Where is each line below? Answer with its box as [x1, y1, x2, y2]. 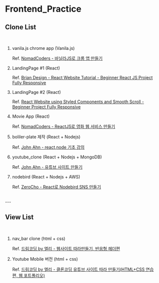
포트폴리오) [23, 272, 45, 278]
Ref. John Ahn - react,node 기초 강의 [12, 144, 85, 150]
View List [5, 213, 34, 221]
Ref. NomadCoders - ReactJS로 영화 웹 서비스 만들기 [12, 124, 116, 129]
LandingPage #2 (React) [12, 89, 61, 95]
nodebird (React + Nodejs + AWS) [12, 174, 80, 179]
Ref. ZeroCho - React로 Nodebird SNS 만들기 [12, 184, 101, 190]
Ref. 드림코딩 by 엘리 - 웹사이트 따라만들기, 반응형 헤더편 [12, 245, 120, 251]
